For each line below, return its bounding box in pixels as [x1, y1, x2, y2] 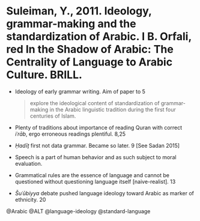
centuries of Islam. [29, 112, 76, 120]
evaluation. [14, 160, 43, 167]
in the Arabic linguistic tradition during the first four [49, 106, 176, 113]
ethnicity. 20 [14, 196, 46, 203]
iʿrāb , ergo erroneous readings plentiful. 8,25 [14, 130, 126, 138]
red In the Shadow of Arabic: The [6, 43, 174, 56]
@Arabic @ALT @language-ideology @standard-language [6, 207, 151, 214]
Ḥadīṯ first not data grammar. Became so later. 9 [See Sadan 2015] [14, 142, 180, 149]
